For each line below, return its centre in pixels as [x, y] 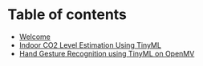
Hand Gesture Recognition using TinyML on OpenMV [107, 53]
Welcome [35, 37]
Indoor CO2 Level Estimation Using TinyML [90, 45]
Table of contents [67, 15]
